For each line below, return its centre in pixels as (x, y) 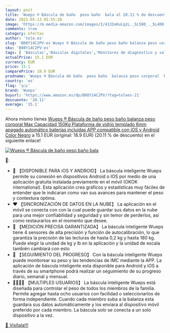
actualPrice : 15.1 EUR (29, 57)
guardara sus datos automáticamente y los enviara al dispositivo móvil (86, 305)
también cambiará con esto (41, 249)
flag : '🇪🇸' (18, 85)
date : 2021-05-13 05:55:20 (34, 19)
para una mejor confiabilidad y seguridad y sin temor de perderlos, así (86, 215)
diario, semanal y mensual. (40, 277)
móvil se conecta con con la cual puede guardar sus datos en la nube (85, 210)
